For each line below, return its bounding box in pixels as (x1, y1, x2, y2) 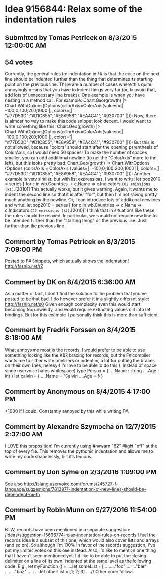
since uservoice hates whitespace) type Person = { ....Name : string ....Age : (5, 367, 159, 373)
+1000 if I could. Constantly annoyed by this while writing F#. (5, 408, 130, 414)
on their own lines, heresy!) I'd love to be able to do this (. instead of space (5, 362, 157, 368)
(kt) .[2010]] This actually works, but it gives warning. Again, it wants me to (5, 186, 158, 192)
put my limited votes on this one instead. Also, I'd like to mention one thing (5, 547, 156, 553)
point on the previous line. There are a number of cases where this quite (5, 81, 152, 87)
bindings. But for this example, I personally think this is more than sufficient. (5, 312, 159, 318)
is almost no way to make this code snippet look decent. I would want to (5, 118, 151, 124)
